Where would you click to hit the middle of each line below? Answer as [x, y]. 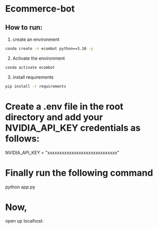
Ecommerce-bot [40, 9]
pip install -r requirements [36, 86]
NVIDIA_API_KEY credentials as [73, 128]
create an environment [36, 39]
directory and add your [54, 117]
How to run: [24, 27]
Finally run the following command [79, 173]
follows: [22, 138]
